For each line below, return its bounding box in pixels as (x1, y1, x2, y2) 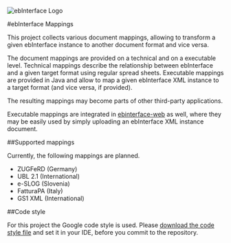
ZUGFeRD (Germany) (16, 165, 78, 173)
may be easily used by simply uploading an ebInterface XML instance (7, 117, 204, 126)
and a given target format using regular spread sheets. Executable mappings (7, 69, 224, 77)
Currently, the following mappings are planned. (7, 152, 140, 159)
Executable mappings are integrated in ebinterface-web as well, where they (7, 110, 222, 118)
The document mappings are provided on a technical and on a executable (7, 54, 217, 62)
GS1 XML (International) (16, 194, 85, 202)
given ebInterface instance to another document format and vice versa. (7, 41, 210, 48)
